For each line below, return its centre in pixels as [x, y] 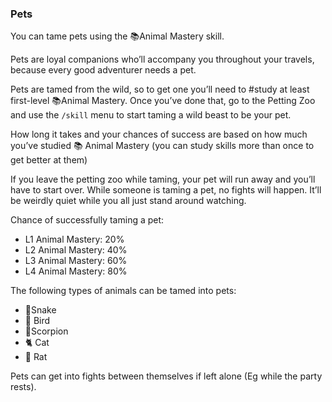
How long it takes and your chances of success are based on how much [159, 134]
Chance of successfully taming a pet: [87, 220]
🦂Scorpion [46, 331]
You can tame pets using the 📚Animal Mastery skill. [117, 36]
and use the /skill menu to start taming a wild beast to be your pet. [151, 115]
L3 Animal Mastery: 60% [76, 261]
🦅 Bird [37, 321]
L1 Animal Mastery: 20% [74, 239]
